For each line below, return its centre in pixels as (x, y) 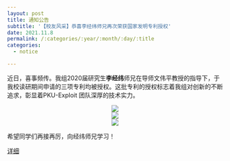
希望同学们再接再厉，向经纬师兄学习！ (61, 136)
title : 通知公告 (28, 20)
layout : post (26, 13)
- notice (26, 52)
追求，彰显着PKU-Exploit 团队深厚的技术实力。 (73, 95)
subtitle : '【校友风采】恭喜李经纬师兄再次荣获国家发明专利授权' (89, 26)
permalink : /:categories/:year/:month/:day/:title (81, 39)
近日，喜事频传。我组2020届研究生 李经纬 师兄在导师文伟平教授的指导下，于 (114, 78)
